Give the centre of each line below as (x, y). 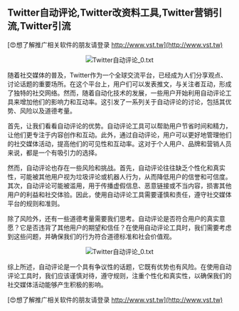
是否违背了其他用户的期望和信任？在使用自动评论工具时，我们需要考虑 (129, 228)
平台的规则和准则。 (36, 203)
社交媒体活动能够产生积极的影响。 (57, 285)
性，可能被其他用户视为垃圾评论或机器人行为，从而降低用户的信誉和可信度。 (119, 176)
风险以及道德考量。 (48, 111)
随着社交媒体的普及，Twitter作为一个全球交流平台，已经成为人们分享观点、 (117, 75)
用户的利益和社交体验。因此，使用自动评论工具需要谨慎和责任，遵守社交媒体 (119, 194)
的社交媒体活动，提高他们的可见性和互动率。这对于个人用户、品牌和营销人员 (119, 143)
